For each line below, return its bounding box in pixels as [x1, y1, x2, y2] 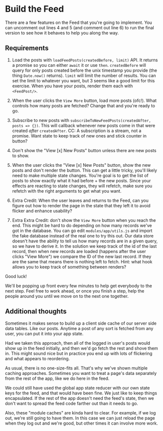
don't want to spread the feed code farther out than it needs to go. [5, 400, 138, 406]
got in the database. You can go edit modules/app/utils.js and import [12, 228, 153, 234]
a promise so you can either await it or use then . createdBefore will [12, 62, 146, 68]
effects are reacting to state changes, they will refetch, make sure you [12, 183, 152, 189]
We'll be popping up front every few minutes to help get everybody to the [5, 283, 152, 289]
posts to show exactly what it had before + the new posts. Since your [12, 177, 151, 183]
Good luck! [5, 273, 27, 279]
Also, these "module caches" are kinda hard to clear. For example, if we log [5, 410, 156, 415]
